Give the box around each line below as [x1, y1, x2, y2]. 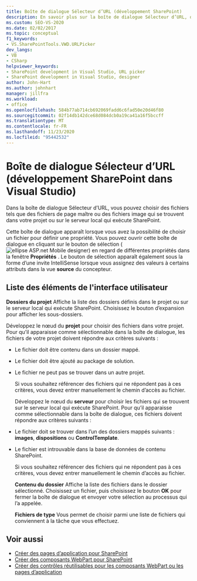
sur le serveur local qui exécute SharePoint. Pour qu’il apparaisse [14, 404, 172, 411]
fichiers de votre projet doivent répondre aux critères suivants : [6, 335, 158, 342]
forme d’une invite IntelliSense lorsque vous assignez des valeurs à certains [6, 259, 189, 266]
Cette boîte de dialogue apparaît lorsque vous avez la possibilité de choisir [6, 228, 186, 235]
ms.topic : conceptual [6, 31, 59, 36]
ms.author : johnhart [6, 85, 57, 91]
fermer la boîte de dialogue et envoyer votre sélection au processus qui [14, 493, 188, 500]
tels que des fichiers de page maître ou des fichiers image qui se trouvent [6, 210, 184, 218]
